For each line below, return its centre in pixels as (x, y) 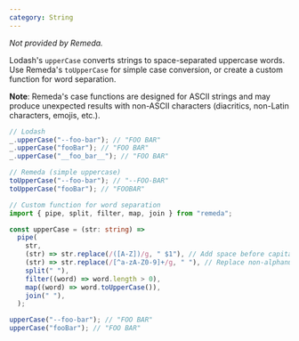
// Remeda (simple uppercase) (65, 173)
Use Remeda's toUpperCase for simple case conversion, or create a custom (146, 69)
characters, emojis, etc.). (55, 115)
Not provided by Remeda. (57, 43)
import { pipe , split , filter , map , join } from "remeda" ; (121, 213)
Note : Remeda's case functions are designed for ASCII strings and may (140, 96)
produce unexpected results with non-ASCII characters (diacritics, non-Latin (149, 106)
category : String (41, 17)
